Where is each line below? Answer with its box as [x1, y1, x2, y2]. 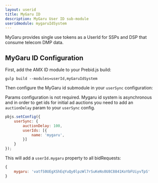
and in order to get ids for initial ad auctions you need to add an [5, 100, 133, 105]
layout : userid [5, 7, 36, 12]
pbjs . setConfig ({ [5, 114, 41, 119]
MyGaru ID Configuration [5, 53, 83, 62]
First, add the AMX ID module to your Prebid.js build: [5, 67, 111, 73]
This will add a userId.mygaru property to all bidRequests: [5, 155, 121, 161]
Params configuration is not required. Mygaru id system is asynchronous [5, 94, 152, 101]
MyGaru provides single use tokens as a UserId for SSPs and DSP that [5, 34, 147, 40]
